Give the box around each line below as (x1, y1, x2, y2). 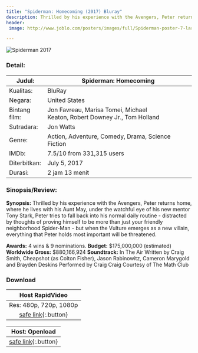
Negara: (9, 96, 31, 104)
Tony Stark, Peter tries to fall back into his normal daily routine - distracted (6, 212, 187, 219)
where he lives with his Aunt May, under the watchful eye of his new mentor (6, 205, 190, 213)
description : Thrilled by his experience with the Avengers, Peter (6, 14, 176, 20)
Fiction (47, 139, 67, 148)
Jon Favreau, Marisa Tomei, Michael (47, 106, 147, 114)
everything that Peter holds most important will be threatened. (6, 231, 157, 238)
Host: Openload (11, 328, 56, 336)
